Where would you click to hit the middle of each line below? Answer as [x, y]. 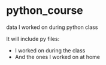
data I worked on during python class [52, 27]
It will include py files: [33, 39]
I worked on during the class [50, 50]
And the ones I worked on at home [57, 57]
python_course [45, 11]
